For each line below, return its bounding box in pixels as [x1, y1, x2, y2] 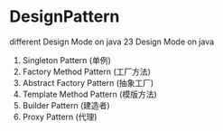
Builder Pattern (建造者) [22, 99, 110, 110]
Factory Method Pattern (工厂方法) [22, 66, 152, 77]
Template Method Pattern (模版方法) [22, 89, 158, 99]
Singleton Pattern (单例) [22, 54, 111, 65]
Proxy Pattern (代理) [22, 111, 98, 122]
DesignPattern [9, 6, 120, 27]
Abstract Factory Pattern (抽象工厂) [22, 77, 154, 88]
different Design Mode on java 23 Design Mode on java [9, 36, 215, 47]
